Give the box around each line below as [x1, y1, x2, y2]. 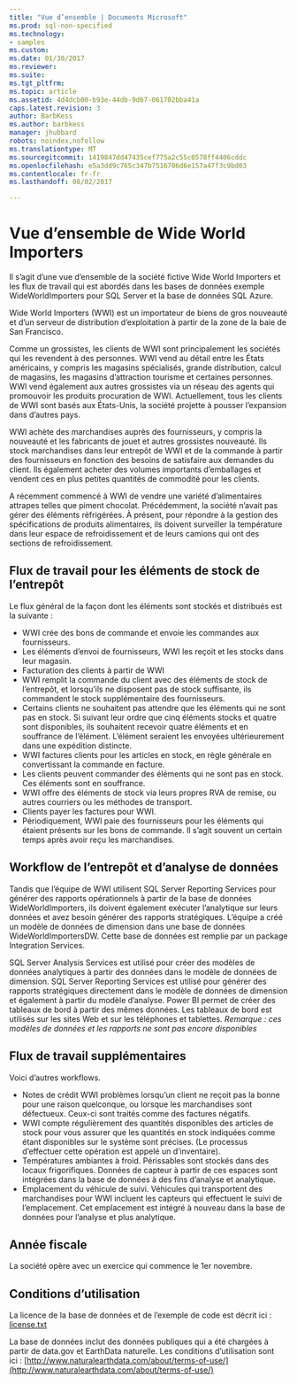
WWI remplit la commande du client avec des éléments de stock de [21, 674, 268, 684]
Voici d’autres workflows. [9, 1072, 102, 1083]
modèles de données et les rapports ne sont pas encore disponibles [9, 1023, 258, 1033]
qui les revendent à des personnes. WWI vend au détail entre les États [9, 353, 265, 364]
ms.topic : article [9, 87, 77, 96]
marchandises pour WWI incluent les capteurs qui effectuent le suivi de [21, 1193, 283, 1203]
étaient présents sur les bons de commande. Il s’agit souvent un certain [21, 824, 283, 835]
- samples [9, 37, 46, 47]
